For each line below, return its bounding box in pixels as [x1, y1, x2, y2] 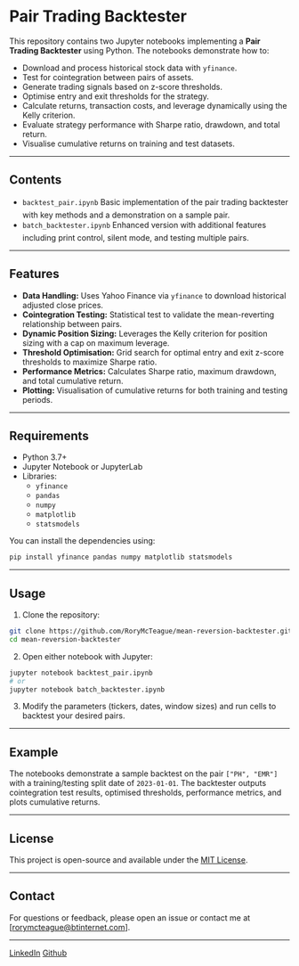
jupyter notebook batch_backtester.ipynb [9, 684, 166, 694]
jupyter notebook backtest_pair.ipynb [9, 668, 153, 677]
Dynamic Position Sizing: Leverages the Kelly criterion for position [21, 328, 268, 339]
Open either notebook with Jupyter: [21, 651, 153, 661]
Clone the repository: [21, 610, 101, 620]
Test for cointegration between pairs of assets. [21, 71, 194, 82]
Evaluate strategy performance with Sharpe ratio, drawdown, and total [21, 119, 280, 130]
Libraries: [21, 471, 58, 482]
